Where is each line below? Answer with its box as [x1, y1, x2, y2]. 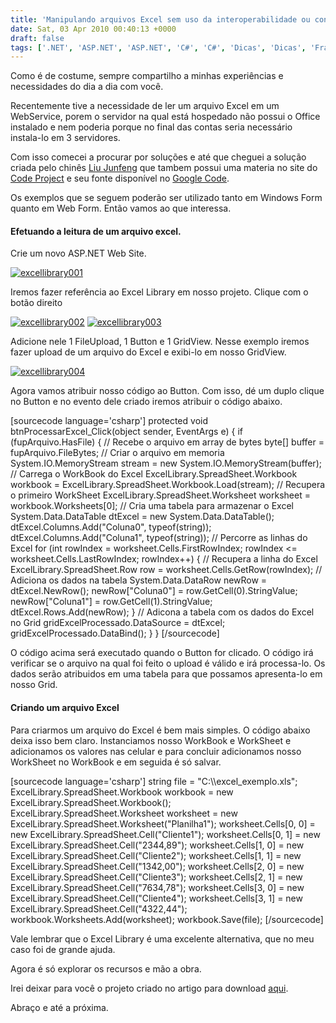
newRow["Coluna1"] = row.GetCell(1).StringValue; [10, 596, 213, 608]
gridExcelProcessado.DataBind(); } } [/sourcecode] [10, 627, 220, 640]
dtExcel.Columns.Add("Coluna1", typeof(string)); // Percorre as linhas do [10, 532, 308, 544]
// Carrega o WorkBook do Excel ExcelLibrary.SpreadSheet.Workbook [10, 468, 298, 480]
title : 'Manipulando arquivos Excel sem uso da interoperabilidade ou [10, 14, 311, 25]
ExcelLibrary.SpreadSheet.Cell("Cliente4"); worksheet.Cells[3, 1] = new [10, 892, 303, 904]
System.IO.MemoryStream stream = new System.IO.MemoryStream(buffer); [10, 457, 322, 470]
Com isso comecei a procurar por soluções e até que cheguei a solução [10, 151, 307, 163]
